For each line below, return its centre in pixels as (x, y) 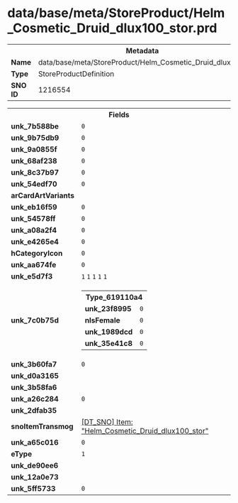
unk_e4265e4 (35, 242)
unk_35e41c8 (109, 343)
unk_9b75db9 (35, 138)
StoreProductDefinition (76, 74)
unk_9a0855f (34, 149)
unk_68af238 (34, 161)
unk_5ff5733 (33, 488)
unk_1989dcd (109, 332)
